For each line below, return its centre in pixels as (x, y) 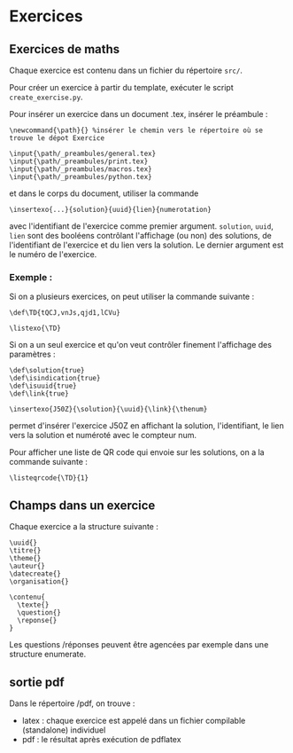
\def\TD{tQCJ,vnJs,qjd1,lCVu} (65, 313)
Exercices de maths (65, 49)
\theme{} (25, 559)
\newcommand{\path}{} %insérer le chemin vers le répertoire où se (136, 130)
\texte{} (33, 605)
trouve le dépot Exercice (57, 138)
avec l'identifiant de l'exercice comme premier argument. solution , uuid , (142, 226)
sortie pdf (37, 682)
